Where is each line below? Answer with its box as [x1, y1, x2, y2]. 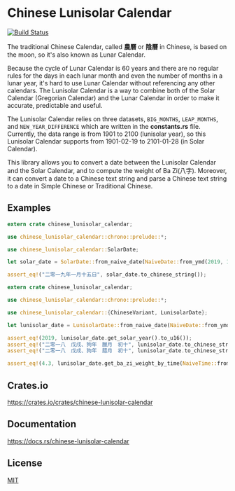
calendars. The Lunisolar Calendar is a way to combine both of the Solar [7, 86, 215, 95]
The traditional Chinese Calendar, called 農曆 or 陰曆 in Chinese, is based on [7, 42, 227, 50]
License [7, 457, 43, 469]
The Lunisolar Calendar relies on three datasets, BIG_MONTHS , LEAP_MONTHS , [7, 114, 218, 123]
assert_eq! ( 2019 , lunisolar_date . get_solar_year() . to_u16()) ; [7, 334, 192, 341]
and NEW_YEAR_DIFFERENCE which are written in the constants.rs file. [7, 122, 201, 130]
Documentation [7, 418, 77, 430]
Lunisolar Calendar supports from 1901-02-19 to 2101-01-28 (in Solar [7, 137, 205, 145]
